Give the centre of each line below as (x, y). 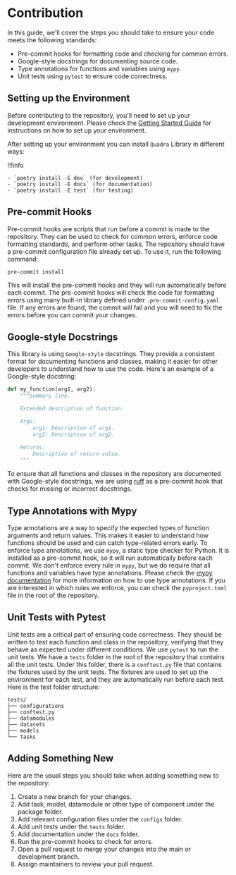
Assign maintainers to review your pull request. (86, 864)
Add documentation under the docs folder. (78, 834)
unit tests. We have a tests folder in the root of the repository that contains (116, 656)
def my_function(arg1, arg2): (52, 389)
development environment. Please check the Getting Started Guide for (109, 123)
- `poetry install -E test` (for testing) (70, 190)
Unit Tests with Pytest (57, 617)
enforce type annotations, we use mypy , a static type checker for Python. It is (118, 551)
